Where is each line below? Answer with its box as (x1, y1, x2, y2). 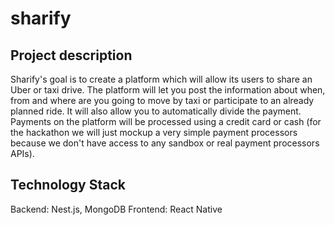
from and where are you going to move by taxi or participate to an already (10, 95, 315, 106)
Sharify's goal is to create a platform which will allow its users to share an (10, 73, 313, 85)
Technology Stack (10, 177, 126, 194)
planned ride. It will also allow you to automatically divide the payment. (10, 105, 302, 117)
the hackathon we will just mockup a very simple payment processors (10, 127, 298, 138)
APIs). (10, 148, 35, 159)
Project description (10, 47, 133, 64)
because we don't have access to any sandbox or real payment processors (10, 137, 320, 149)
